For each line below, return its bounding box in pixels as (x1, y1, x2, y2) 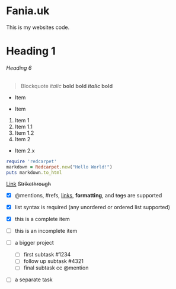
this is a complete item (14, 216, 70, 223)
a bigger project (14, 239, 55, 246)
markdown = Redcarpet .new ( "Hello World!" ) (6, 164, 113, 170)
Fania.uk (6, 4, 50, 18)
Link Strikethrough (6, 180, 52, 187)
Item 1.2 (14, 129, 34, 137)
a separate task (14, 276, 53, 283)
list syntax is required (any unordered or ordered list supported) (14, 204, 171, 211)
